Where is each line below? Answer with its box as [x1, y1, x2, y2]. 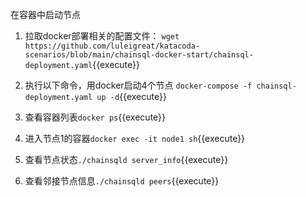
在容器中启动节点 [10, 9, 81, 20]
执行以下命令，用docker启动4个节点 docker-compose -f [24, 79, 253, 91]
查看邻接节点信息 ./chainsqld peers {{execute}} [24, 175, 220, 187]
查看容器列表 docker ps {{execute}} [24, 111, 167, 123]
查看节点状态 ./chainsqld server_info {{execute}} [24, 154, 229, 165]
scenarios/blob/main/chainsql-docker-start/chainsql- [24, 50, 254, 60]
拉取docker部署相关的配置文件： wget [24, 30, 180, 42]
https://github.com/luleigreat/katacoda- [24, 41, 200, 51]
